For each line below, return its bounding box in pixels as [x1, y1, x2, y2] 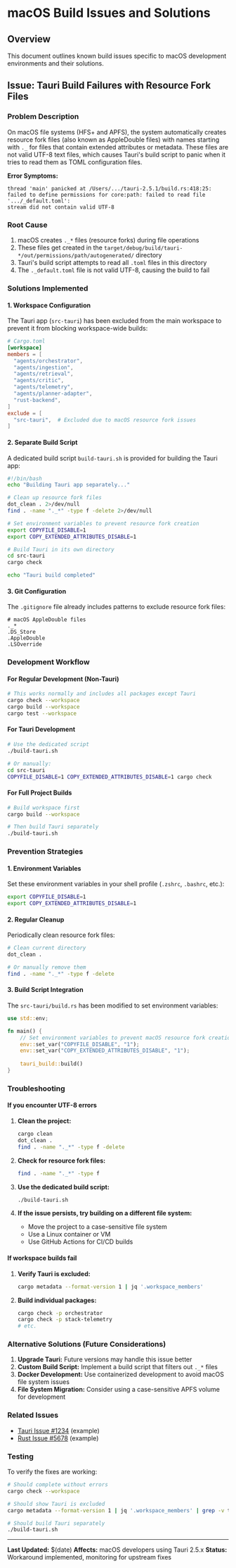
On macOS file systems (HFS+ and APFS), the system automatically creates [7, 128, 227, 136]
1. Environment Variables [7, 864, 81, 872]
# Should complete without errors [7, 1481, 109, 1488]
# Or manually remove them [7, 964, 86, 971]
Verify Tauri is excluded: [17, 1269, 91, 1278]
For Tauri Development [7, 725, 76, 734]
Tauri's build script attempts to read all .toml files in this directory [17, 258, 207, 267]
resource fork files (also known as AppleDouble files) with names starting [7, 135, 220, 144]
